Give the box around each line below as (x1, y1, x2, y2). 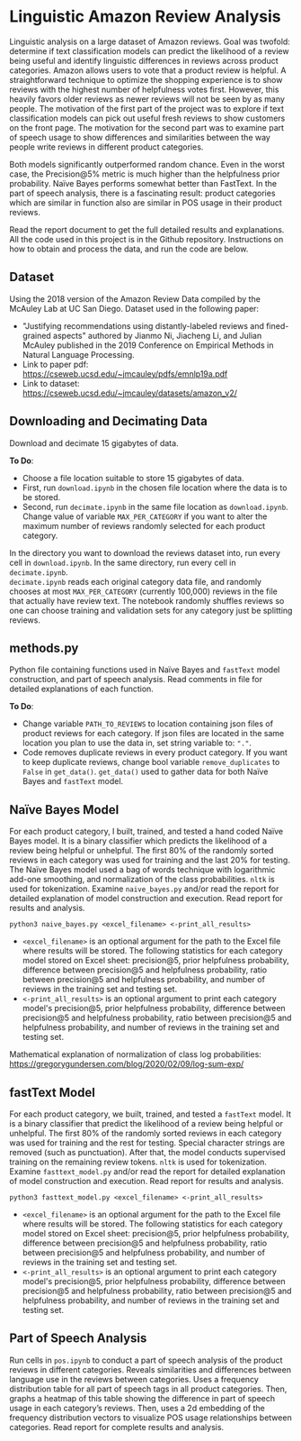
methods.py (9, 640, 79, 655)
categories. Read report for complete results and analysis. (9, 1421, 225, 1432)
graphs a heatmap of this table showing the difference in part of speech (9, 1392, 276, 1403)
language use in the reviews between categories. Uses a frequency (9, 1373, 259, 1384)
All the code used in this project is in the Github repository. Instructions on (9, 233, 284, 244)
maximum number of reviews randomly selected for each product (22, 520, 266, 531)
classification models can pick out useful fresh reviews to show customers (9, 113, 286, 123)
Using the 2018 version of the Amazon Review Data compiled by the (9, 293, 261, 304)
